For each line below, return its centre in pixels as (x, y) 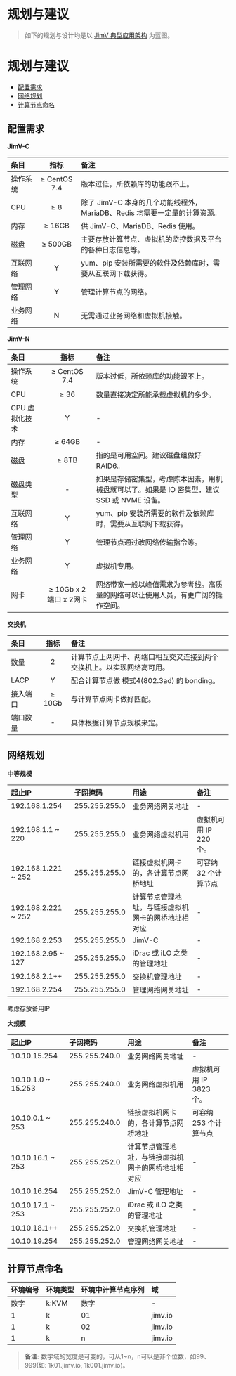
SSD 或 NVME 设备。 (130, 500)
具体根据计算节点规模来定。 (117, 722)
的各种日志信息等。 (112, 249)
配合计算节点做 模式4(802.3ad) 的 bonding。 (145, 680)
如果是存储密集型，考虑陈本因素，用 (156, 479)
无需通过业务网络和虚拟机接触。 (133, 316)
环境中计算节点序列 (113, 1290)
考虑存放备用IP (29, 1008)
